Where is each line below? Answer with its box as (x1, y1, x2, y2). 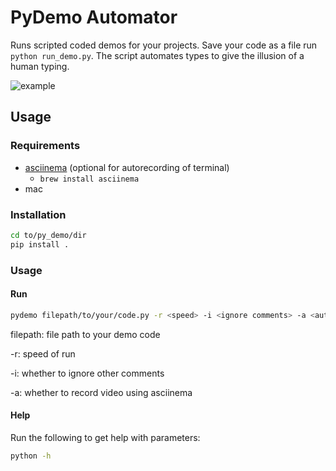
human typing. (10, 60, 70, 72)
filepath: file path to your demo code (10, 328, 161, 340)
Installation (10, 207, 67, 221)
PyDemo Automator (10, 6, 178, 29)
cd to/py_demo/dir (10, 230, 87, 240)
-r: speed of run (10, 347, 76, 360)
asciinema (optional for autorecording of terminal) (24, 161, 230, 173)
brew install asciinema (39, 174, 140, 184)
